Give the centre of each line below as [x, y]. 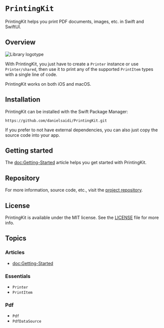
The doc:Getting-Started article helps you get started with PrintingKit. [76, 163]
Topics [16, 239]
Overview [20, 42]
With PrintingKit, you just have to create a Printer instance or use [72, 64]
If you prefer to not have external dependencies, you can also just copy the [82, 130]
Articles [15, 253]
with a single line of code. [31, 74]
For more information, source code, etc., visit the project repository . [74, 190]
